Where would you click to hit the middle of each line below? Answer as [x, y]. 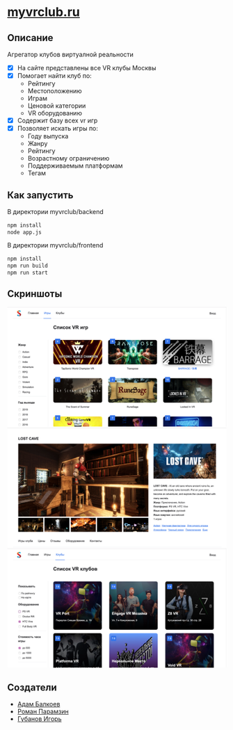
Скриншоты [35, 294]
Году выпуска [48, 136]
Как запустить [40, 195]
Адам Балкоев [39, 704]
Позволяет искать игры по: [58, 129]
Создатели [32, 687]
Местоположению [55, 91]
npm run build [28, 266]
